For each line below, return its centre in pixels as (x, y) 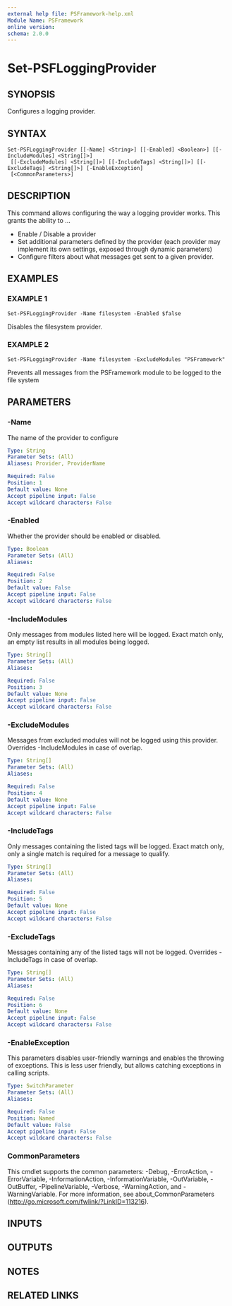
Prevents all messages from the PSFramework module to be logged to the (114, 372)
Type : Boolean (28, 549)
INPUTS (25, 1224)
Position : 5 (25, 899)
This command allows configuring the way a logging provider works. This (114, 213)
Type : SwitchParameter (41, 1086)
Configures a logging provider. (51, 111)
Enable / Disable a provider (57, 234)
